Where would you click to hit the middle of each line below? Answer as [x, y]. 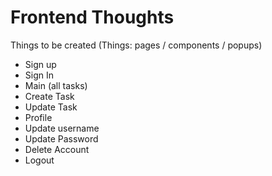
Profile [38, 117]
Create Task [49, 96]
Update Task [51, 107]
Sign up [40, 64]
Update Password [61, 138]
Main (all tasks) [56, 85]
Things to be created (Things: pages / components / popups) [136, 45]
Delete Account [57, 149]
